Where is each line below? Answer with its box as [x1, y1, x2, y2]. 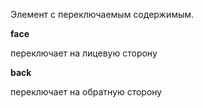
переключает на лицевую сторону [10, 47, 158, 59]
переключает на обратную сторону [10, 86, 163, 98]
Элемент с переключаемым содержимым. [10, 9, 195, 20]
